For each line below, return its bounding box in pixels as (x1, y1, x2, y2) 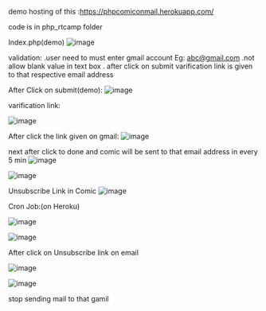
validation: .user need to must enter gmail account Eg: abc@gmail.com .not (8, 53, 255, 62)
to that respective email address (8, 70, 114, 79)
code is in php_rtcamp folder (8, 22, 103, 31)
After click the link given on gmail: (8, 131, 119, 141)
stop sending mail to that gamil (8, 294, 109, 303)
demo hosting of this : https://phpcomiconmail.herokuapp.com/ (8, 7, 214, 16)
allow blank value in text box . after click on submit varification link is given (8, 61, 253, 71)
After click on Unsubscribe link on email (8, 248, 139, 257)
